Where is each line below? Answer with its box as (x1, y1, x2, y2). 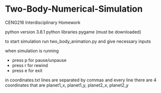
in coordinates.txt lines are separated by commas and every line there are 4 (5, 77, 157, 83)
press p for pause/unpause (12, 57, 67, 63)
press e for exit (12, 67, 43, 74)
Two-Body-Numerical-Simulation (5, 3, 143, 15)
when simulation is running (5, 48, 59, 54)
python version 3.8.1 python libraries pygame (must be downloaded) (5, 29, 142, 35)
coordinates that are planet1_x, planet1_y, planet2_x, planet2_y (5, 82, 129, 88)
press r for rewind (12, 62, 48, 68)
